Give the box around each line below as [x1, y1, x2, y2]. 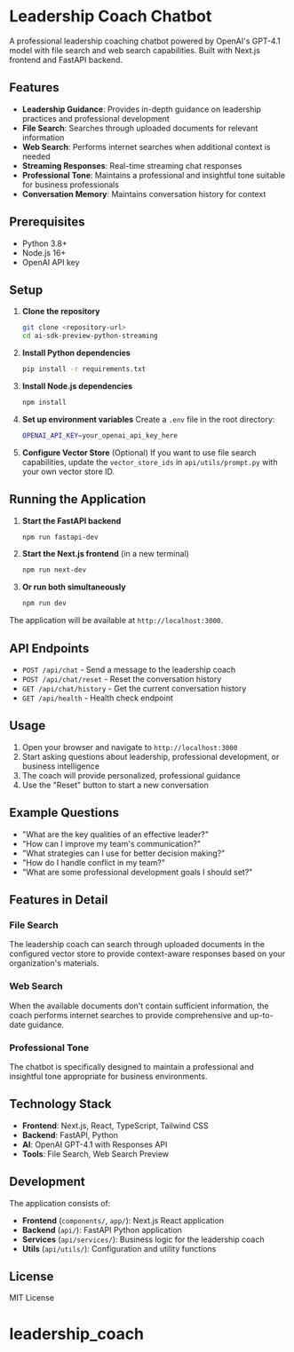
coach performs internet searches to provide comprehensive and [9, 1009, 248, 1020]
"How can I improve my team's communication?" [21, 838, 202, 849]
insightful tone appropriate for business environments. [9, 1071, 208, 1081]
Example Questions [9, 805, 120, 820]
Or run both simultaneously [21, 581, 126, 592]
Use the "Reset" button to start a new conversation [21, 779, 209, 790]
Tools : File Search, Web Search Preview [21, 1148, 170, 1159]
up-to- [249, 1009, 274, 1020]
